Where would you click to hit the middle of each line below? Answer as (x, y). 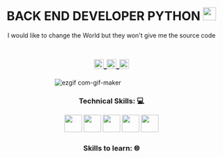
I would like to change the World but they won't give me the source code (111, 35)
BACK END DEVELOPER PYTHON (103, 16)
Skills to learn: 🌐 (111, 148)
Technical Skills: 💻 (111, 100)
